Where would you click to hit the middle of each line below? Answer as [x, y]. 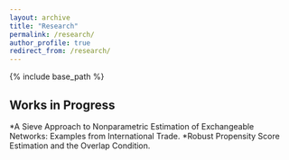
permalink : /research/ [52, 34]
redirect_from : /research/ [60, 51]
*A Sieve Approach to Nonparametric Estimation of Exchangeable [132, 126]
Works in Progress [62, 105]
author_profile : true [50, 43]
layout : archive [40, 18]
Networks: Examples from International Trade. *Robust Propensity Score [144, 136]
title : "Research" [44, 26]
